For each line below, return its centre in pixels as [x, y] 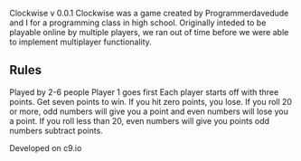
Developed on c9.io [46, 147]
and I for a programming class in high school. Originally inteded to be [138, 23]
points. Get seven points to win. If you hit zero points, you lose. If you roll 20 [150, 101]
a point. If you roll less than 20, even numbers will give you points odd [139, 120]
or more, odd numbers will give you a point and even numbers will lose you [149, 111]
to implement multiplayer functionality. [80, 42]
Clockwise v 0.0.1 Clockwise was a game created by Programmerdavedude [149, 13]
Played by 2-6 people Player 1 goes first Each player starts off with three [144, 92]
